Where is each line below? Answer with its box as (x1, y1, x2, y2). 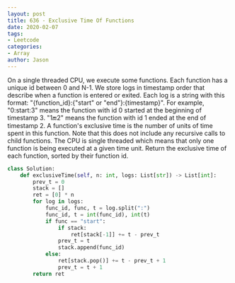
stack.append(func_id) (57, 244, 125, 251)
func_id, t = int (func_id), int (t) (45, 211, 151, 218)
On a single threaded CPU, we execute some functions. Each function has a (7, 76, 228, 84)
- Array (7, 50, 30, 57)
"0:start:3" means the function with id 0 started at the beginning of (7, 105, 202, 114)
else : (45, 250, 62, 258)
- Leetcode (7, 37, 40, 44)
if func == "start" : (45, 217, 106, 225)
